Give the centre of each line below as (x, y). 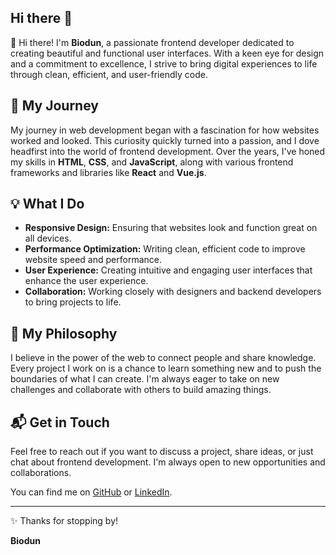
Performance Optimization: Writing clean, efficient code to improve (165, 249)
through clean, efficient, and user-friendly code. (109, 74)
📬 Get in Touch (60, 422)
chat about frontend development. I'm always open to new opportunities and (168, 462)
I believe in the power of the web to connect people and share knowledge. (163, 358)
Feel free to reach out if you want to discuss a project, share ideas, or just (162, 452)
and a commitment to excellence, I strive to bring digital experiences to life (164, 63)
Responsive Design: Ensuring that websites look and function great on (171, 228)
